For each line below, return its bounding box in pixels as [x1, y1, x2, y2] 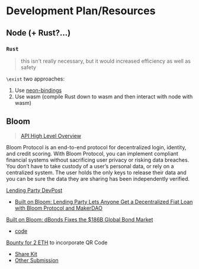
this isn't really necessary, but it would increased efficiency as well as [20, 57, 191, 65]
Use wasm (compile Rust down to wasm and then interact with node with [14, 93, 193, 100]
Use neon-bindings [14, 87, 62, 94]
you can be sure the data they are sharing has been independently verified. [6, 175, 190, 182]
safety [20, 63, 37, 71]
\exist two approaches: [6, 75, 65, 82]
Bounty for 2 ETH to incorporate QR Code [6, 239, 108, 246]
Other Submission [14, 257, 59, 264]
